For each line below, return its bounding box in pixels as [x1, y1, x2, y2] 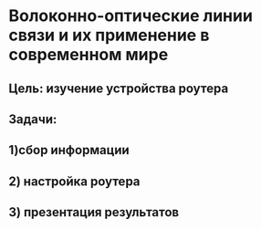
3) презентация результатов [8, 204, 180, 220]
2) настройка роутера [8, 173, 141, 189]
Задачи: [8, 111, 57, 127]
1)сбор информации [8, 142, 130, 158]
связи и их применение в [8, 25, 210, 46]
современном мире [8, 45, 169, 65]
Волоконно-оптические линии [8, 5, 253, 26]
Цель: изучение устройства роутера [8, 80, 229, 96]
